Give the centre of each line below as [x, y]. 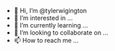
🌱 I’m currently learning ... [51, 25]
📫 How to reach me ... [46, 40]
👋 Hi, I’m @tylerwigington [50, 11]
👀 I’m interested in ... [43, 18]
